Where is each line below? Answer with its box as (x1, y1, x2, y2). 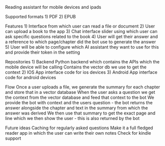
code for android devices (5, 75, 56, 80)
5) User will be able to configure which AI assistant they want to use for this (5, 44, 159, 50)
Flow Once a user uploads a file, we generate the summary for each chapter (5, 84, 161, 90)
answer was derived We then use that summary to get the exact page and (5, 110, 156, 116)
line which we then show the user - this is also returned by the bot (5, 116, 140, 121)
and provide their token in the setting (5, 49, 81, 55)
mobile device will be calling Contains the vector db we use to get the (5, 64, 147, 70)
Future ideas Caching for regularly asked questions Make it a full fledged (5, 125, 153, 131)
